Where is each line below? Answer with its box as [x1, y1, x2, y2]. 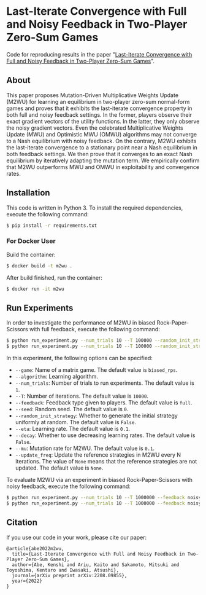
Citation [6, 518, 38, 528]
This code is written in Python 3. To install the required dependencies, [6, 204, 183, 211]
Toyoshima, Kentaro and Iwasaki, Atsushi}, [6, 567, 120, 573]
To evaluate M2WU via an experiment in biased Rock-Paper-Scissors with [6, 476, 193, 484]
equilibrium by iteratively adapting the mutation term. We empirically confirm [6, 157, 200, 164]
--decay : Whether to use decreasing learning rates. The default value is [15, 431, 196, 439]
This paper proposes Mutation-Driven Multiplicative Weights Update [6, 91, 179, 99]
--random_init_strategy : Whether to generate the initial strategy [15, 412, 178, 419]
